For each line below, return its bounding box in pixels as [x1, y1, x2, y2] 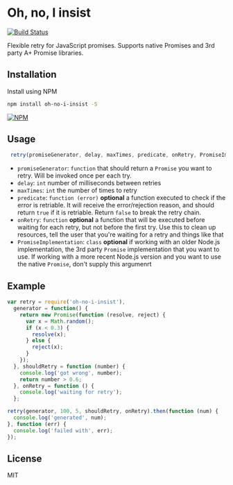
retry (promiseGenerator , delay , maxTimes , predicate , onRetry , [10, 151, 197, 159]
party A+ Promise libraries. [7, 49, 84, 57]
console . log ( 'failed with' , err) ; [13, 427, 113, 434]
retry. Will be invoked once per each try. [17, 171, 132, 180]
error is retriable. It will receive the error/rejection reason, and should [17, 201, 215, 210]
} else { [25, 337, 51, 344]
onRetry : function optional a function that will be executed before [17, 216, 206, 224]
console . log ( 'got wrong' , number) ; [19, 369, 123, 376]
